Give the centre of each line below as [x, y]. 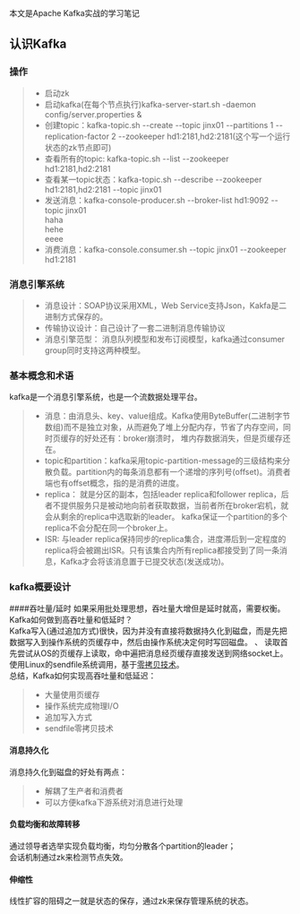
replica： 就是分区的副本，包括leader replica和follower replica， [163, 495]
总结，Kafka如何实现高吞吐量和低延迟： [83, 676]
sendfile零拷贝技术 [79, 728]
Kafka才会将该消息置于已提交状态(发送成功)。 [145, 562]
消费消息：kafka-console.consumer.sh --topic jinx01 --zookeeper [165, 249]
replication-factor [77, 136]
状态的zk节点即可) [78, 147]
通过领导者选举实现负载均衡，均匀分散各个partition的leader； [123, 846]
